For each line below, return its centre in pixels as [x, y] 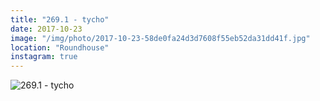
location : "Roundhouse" [60, 47]
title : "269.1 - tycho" [60, 19]
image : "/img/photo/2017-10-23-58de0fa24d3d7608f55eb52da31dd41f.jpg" [160, 38]
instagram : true [44, 57]
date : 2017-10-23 [46, 29]
